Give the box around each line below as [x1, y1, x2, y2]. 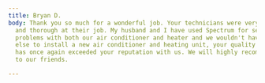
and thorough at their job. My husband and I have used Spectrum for [15, 26, 248, 34]
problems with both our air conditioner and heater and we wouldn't [15, 33, 245, 42]
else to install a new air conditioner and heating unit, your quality [15, 41, 256, 49]
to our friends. [15, 56, 69, 64]
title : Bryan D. [8, 11, 62, 20]
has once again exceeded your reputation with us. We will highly [15, 48, 238, 56]
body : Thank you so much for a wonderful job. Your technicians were [8, 19, 242, 27]
